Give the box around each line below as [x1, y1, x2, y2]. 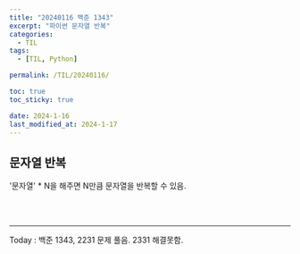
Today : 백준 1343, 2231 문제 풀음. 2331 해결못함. [9, 234, 184, 246]
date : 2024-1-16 [9, 111, 70, 121]
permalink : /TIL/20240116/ [9, 71, 110, 80]
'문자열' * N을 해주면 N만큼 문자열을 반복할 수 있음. [9, 181, 187, 191]
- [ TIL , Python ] [17, 55, 78, 63]
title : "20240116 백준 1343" [9, 13, 114, 22]
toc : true [9, 87, 46, 96]
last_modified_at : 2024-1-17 [9, 120, 118, 129]
